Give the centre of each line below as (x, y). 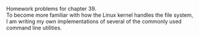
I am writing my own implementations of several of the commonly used (94, 21)
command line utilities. (34, 28)
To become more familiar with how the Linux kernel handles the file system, (100, 15)
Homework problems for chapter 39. (51, 9)
